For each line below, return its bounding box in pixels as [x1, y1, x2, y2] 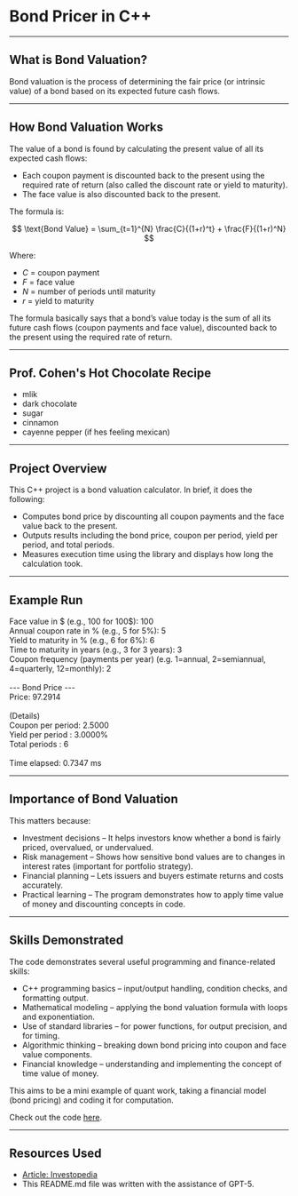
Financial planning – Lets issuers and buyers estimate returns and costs [21, 870, 284, 881]
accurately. [21, 880, 64, 890]
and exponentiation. [21, 1011, 96, 1022]
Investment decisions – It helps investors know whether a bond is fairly [21, 833, 281, 843]
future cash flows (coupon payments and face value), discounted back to [9, 322, 278, 332]
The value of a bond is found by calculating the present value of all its [9, 143, 264, 154]
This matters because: [9, 815, 91, 825]
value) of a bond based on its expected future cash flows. [9, 85, 220, 96]
